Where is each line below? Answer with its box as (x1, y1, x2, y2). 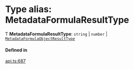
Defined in (5, 47, 28, 53)
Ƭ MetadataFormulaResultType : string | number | (5, 31, 108, 37)
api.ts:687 (5, 58, 26, 64)
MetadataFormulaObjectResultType (5, 36, 75, 41)
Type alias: (5, 4, 52, 15)
